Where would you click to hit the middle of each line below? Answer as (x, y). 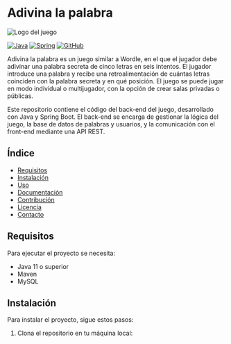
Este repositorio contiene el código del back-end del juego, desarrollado (110, 109)
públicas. (20, 96)
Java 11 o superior (43, 266)
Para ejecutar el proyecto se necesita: (61, 253)
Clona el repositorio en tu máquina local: (75, 333)
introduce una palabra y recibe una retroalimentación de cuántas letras (109, 74)
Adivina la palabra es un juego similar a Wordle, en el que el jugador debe (112, 59)
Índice (21, 153)
